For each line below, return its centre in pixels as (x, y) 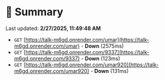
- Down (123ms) (101, 58)
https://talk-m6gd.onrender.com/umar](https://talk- (87, 39)
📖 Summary (34, 12)
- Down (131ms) (110, 71)
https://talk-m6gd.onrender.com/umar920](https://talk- (92, 65)
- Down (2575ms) (102, 46)
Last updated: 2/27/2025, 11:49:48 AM (53, 28)
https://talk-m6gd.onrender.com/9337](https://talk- (87, 52)
